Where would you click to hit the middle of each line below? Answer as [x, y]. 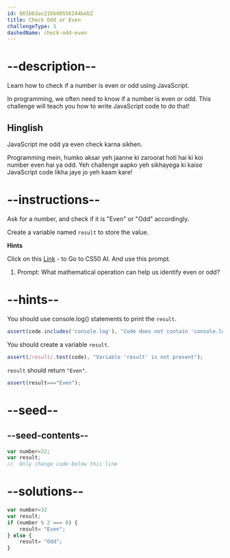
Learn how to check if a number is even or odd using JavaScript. [98, 86]
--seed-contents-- [48, 435]
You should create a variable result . [58, 345]
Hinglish [25, 128]
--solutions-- [46, 492]
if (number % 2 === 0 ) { [42, 522]
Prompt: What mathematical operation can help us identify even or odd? [118, 272]
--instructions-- [54, 200]
